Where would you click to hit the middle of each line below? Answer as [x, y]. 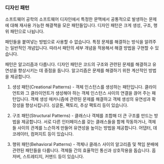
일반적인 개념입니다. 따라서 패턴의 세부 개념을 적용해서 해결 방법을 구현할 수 [82, 48]
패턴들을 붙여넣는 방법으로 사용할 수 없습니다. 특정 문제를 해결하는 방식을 [74, 42]
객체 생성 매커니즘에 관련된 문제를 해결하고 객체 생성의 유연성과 [91, 99]
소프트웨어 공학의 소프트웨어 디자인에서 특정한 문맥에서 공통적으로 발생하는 [76, 19]
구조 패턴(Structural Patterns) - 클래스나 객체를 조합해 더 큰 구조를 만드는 [82, 116]
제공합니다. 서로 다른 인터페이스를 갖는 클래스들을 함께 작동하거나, [84, 122]
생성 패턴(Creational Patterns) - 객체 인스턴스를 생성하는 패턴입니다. [78, 87]
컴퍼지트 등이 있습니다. [52, 134]
